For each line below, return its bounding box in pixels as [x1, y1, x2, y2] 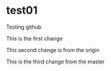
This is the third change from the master [6, 58, 105, 65]
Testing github [6, 23, 42, 30]
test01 [6, 4, 38, 17]
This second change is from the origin [6, 46, 100, 54]
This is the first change [6, 35, 63, 42]
